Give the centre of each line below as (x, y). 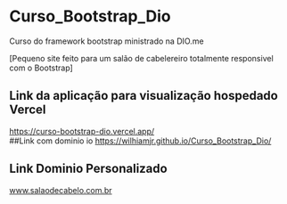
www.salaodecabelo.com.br (61, 190)
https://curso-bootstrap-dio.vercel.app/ (82, 131)
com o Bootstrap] (41, 68)
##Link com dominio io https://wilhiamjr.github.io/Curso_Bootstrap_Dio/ (140, 141)
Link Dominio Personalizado (88, 169)
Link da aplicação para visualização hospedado (143, 96)
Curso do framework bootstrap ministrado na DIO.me (107, 41)
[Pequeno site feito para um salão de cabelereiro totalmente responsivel (141, 58)
